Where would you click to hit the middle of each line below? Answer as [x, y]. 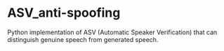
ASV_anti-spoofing [64, 13]
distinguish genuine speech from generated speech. [83, 39]
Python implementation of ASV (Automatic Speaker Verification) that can [112, 32]
